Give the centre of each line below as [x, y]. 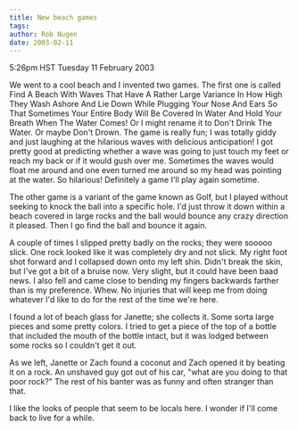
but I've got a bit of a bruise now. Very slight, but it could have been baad [144, 271]
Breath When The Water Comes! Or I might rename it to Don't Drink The [141, 123]
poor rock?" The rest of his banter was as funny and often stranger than [141, 382]
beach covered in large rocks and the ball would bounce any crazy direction [149, 216]
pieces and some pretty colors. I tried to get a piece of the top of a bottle [143, 327]
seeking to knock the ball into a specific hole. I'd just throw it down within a [147, 207]
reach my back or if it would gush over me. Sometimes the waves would [141, 161]
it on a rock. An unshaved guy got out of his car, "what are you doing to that [149, 372]
